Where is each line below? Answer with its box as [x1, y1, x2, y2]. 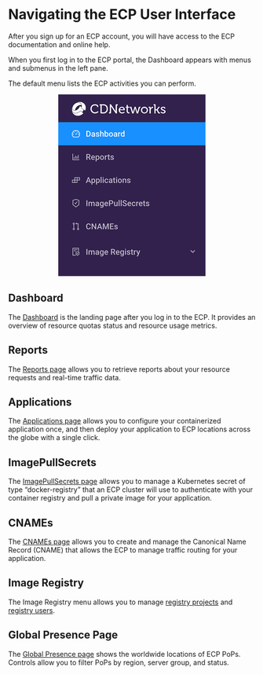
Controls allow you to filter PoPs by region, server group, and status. [8, 658, 229, 667]
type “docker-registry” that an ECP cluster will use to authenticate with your [8, 485, 254, 494]
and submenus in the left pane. [8, 63, 108, 72]
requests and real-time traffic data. [8, 372, 122, 382]
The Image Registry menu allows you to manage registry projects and [8, 597, 233, 607]
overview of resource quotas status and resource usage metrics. [8, 321, 217, 330]
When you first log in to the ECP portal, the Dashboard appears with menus [8, 55, 251, 64]
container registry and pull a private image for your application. [8, 493, 212, 503]
